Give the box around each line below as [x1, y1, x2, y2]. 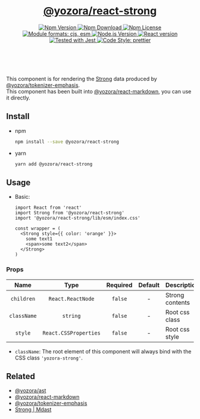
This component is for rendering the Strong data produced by [6, 75, 158, 82]
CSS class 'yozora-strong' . [14, 354, 83, 361]
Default [138, 281, 160, 289]
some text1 [26, 236, 53, 242]
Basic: [14, 193, 30, 201]
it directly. [6, 94, 31, 101]
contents [165, 298, 190, 307]
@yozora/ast [14, 387, 46, 394]
